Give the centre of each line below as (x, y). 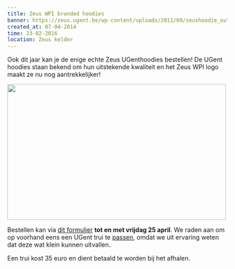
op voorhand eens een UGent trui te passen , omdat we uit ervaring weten (113, 238)
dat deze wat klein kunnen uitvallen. (59, 245)
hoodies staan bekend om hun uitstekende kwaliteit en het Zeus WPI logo (113, 67)
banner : (19, 20)
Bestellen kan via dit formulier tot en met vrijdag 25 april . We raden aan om (116, 230)
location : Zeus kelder (40, 40)
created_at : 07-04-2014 (42, 27)
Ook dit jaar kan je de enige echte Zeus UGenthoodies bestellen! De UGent (115, 59)
